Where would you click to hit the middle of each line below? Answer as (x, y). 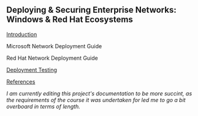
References (21, 81)
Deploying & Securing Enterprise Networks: (91, 10)
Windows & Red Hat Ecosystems (70, 20)
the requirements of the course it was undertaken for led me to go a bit (96, 100)
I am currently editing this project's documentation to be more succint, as (99, 93)
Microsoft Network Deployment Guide (54, 46)
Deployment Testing (32, 70)
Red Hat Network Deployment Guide (52, 58)
